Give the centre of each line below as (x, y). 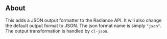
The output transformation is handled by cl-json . (57, 31)
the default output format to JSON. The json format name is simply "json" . (83, 25)
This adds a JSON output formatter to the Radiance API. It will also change (83, 20)
